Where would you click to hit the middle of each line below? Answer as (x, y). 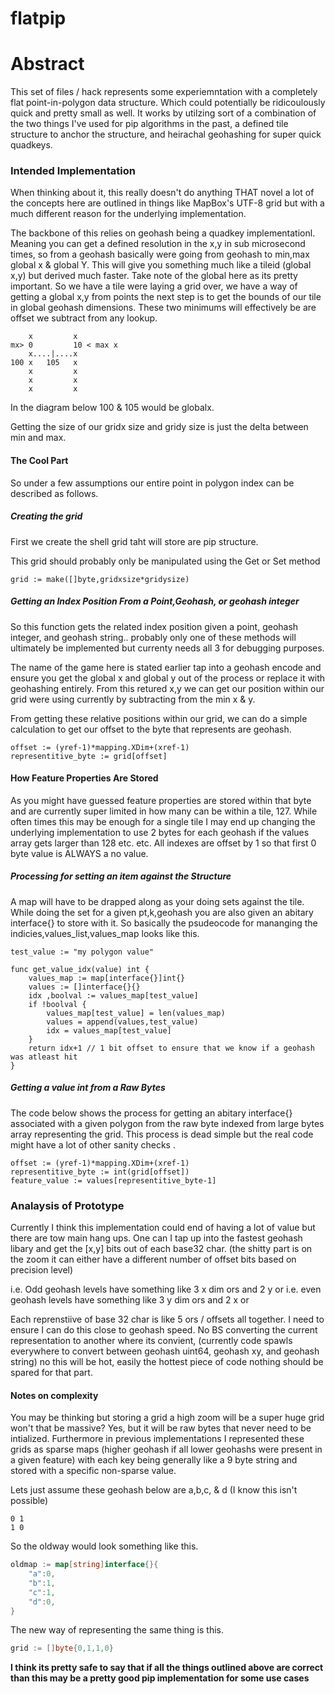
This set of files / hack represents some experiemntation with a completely (164, 92)
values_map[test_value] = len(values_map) (136, 1013)
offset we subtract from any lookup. (84, 318)
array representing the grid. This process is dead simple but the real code (162, 1134)
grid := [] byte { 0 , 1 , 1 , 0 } (62, 1648)
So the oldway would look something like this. (104, 1546)
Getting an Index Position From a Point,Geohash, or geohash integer (155, 601)
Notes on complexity (54, 1395)
